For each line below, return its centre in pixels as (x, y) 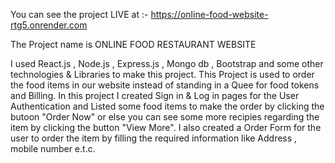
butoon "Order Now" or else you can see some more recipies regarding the (165, 117)
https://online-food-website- (209, 14)
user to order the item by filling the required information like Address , (154, 138)
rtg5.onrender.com (49, 25)
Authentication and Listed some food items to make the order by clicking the (167, 106)
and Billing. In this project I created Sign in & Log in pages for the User (155, 95)
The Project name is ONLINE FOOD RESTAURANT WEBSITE (133, 44)
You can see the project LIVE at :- (79, 14)
